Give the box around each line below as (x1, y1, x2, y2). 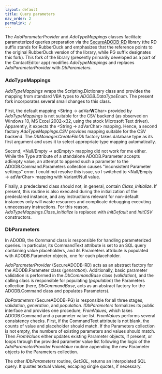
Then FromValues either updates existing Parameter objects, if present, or (5, 333, 152, 339)
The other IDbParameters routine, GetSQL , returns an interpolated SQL (5, 358, 146, 364)
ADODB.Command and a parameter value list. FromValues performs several (5, 312, 156, 318)
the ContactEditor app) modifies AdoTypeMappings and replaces (5, 60, 134, 65)
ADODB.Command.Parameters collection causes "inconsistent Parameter (5, 163, 151, 169)
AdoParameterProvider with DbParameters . (5, 65, 92, 71)
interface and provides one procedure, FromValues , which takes (5, 308, 133, 313)
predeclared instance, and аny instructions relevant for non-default (5, 194, 139, 199)
